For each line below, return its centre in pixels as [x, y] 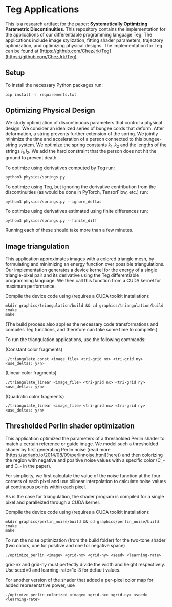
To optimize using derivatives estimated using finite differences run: [77, 211]
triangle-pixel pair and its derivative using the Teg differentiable [72, 275]
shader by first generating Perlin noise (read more [58, 449]
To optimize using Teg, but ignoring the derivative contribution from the [81, 187]
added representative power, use [40, 585]
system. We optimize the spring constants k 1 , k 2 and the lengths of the [93, 145]
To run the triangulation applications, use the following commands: [76, 339]
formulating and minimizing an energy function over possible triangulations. [85, 264]
